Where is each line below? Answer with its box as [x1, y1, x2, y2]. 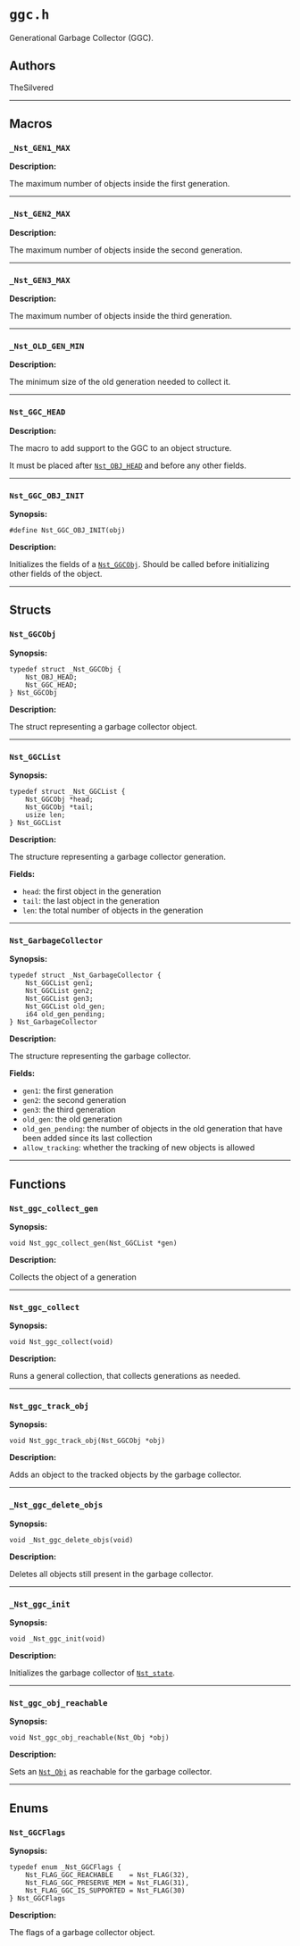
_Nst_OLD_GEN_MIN [9, 341, 85, 351]
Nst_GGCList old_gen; [25, 1002, 105, 1011]
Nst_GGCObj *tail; [25, 802, 94, 812]
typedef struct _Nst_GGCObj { [9, 664, 122, 673]
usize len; [25, 810, 66, 819]
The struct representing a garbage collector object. [9, 721, 198, 731]
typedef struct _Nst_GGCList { [9, 787, 126, 796]
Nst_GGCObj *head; [25, 795, 94, 804]
